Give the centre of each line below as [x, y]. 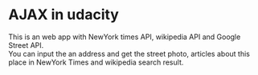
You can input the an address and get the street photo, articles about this [129, 53]
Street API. [26, 45]
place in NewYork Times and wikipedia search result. [96, 62]
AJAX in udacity [63, 15]
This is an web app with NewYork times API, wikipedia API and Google [125, 37]
